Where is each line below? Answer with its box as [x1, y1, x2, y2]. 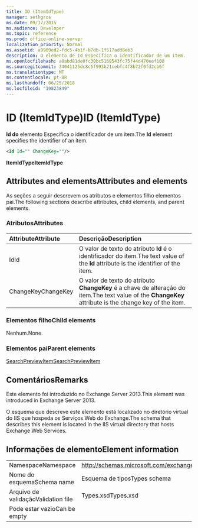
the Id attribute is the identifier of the [78, 259, 181, 267]
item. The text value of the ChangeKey [78, 291, 184, 299]
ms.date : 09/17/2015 [6, 20, 57, 25]
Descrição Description [78, 234, 142, 242]
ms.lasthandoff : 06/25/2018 [6, 80, 75, 86]
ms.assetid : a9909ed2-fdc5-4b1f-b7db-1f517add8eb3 [6, 47, 133, 53]
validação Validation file [9, 495, 73, 503]
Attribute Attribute [9, 234, 60, 242]
